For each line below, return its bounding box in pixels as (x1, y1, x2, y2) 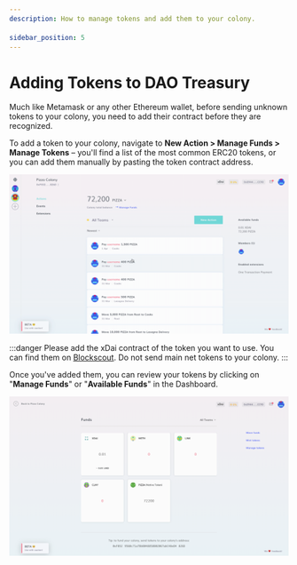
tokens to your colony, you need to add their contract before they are (9, 111, 262, 122)
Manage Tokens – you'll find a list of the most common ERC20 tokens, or (9, 147, 277, 158)
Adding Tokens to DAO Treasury (9, 72, 251, 92)
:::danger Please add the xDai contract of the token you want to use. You (9, 342, 275, 353)
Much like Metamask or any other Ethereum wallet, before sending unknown (9, 102, 288, 113)
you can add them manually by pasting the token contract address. (9, 156, 254, 168)
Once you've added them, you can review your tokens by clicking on (9, 369, 260, 379)
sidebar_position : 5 (9, 33, 86, 42)
